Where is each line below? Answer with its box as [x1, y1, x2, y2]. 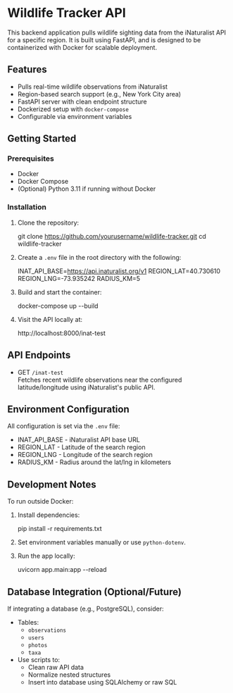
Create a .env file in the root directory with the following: [17, 253, 182, 261]
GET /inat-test [17, 368, 64, 376]
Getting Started [7, 132, 77, 145]
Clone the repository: [17, 218, 80, 227]
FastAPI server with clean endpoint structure [17, 97, 147, 106]
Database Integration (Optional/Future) [7, 586, 182, 598]
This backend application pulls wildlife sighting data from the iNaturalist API [7, 28, 227, 37]
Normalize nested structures [27, 670, 111, 679]
